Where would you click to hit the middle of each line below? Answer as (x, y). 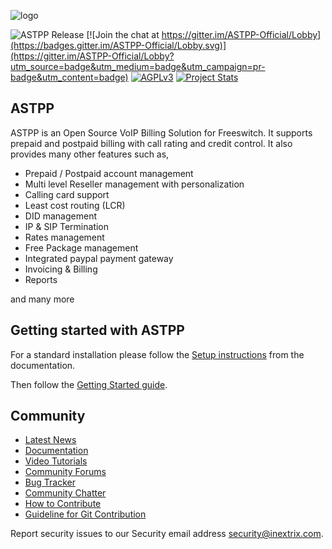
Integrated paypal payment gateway (99, 258)
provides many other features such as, (90, 154)
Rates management (64, 237)
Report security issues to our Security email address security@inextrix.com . (167, 534)
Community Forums (65, 472)
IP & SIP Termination (67, 226)
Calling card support (67, 194)
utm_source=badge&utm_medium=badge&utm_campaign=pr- (138, 66)
